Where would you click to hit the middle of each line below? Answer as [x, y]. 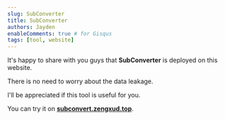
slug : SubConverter [36, 14]
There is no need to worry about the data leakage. [80, 81]
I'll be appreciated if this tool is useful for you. [74, 95]
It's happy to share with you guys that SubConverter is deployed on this [112, 60]
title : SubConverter [38, 20]
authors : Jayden [31, 27]
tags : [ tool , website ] [41, 40]
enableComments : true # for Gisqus [60, 34]
